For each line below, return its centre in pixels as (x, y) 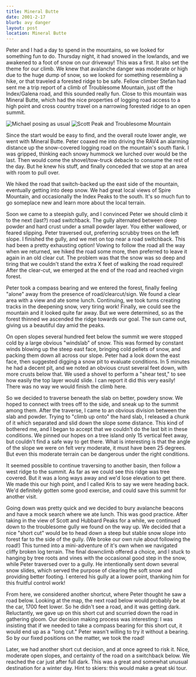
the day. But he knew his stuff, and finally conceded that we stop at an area (97, 166)
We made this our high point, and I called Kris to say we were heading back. (97, 484)
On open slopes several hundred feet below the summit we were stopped (94, 337)
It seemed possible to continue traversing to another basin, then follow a (93, 466)
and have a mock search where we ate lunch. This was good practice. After (97, 514)
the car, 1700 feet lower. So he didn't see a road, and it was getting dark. (93, 607)
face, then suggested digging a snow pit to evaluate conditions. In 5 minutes (98, 362)
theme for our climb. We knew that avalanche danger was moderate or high (97, 69)
